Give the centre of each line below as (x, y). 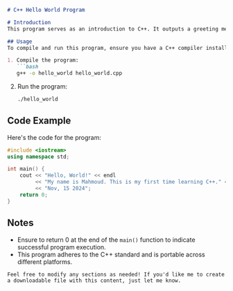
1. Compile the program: (43, 60)
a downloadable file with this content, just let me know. (94, 281)
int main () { (26, 169)
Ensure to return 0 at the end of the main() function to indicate (106, 240)
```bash (27, 67)
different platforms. (45, 262)
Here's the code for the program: (54, 137)
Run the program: (42, 86)
